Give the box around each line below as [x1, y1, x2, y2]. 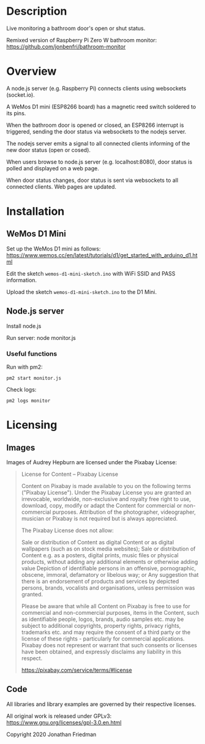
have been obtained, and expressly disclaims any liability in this [21, 648, 182, 655]
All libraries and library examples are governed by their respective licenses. [6, 700, 196, 708]
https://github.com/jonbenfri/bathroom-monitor [6, 43, 126, 50]
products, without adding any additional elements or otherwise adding [21, 558, 198, 565]
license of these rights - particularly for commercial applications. [21, 635, 185, 642]
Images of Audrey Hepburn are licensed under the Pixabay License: [6, 458, 177, 466]
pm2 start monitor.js [6, 375, 62, 381]
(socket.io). [6, 91, 35, 99]
